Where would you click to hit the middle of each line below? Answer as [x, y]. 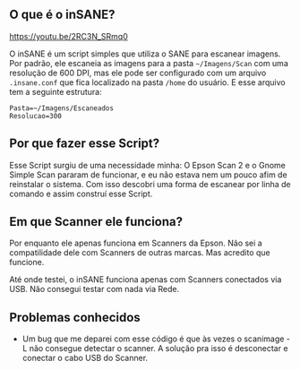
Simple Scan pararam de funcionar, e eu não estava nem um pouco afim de [149, 175]
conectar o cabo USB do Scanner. [85, 358]
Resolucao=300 [36, 116]
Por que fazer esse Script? [85, 144]
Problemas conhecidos [75, 317]
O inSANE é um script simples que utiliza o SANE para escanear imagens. [145, 54]
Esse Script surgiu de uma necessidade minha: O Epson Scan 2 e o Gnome [148, 165]
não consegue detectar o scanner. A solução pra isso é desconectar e [159, 348]
